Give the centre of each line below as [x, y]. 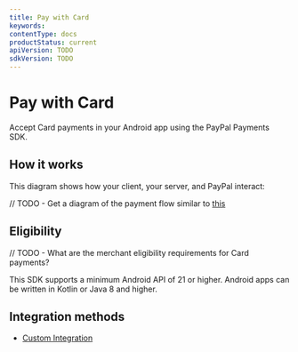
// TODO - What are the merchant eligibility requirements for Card [129, 252]
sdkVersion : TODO [41, 59]
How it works [46, 165]
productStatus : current [53, 42]
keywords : [28, 26]
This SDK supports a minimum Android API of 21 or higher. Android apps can [149, 279]
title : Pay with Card [49, 17]
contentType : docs [43, 34]
